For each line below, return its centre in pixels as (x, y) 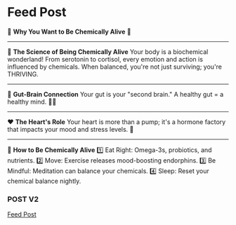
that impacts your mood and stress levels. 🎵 (71, 129)
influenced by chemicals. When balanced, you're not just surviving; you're (115, 67)
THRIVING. (23, 74)
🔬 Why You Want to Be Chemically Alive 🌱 (69, 32)
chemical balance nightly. (44, 181)
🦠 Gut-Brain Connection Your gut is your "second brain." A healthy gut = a (116, 94)
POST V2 (23, 199)
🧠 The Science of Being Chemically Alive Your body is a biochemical (108, 52)
